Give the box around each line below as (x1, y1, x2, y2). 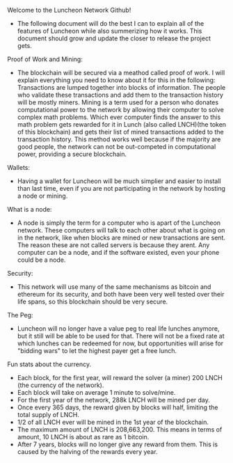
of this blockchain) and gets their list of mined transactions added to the (17, 128, 224, 136)
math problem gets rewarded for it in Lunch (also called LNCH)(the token (17, 120, 227, 128)
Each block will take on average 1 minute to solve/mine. (17, 389, 176, 396)
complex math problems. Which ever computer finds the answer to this (17, 113, 221, 121)
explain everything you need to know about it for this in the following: (17, 76, 216, 84)
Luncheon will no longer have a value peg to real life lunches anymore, (17, 324, 220, 333)
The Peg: (7, 311, 33, 319)
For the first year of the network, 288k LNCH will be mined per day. (17, 396, 211, 404)
